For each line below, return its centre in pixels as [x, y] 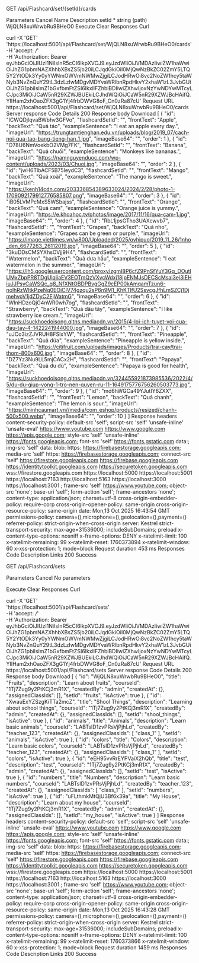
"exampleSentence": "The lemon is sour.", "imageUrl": [72, 403]
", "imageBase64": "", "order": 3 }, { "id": [131, 196]
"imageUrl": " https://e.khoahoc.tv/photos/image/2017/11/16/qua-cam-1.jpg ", [99, 214]
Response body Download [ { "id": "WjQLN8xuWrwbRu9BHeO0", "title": [94, 676]
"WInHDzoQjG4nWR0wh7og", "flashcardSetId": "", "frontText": [82, 303]
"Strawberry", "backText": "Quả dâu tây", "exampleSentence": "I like [89, 309]
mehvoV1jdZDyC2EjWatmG [39, 296]
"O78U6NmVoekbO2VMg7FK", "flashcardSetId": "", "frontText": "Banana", [97, 145]
